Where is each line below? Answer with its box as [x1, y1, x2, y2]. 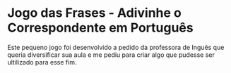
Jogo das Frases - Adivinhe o [7, 5, 182, 21]
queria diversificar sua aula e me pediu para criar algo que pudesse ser [7, 51, 215, 59]
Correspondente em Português [7, 20, 194, 36]
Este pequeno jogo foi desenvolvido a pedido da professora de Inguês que [7, 43, 225, 51]
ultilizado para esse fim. [7, 58, 77, 66]
